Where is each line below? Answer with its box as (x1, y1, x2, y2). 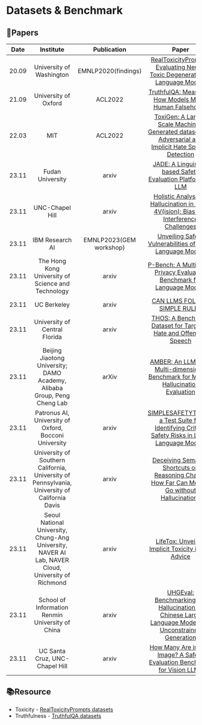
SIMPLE (159, 304, 182, 313)
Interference (163, 215, 198, 223)
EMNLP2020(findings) (78, 67, 142, 75)
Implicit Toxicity (149, 545, 194, 553)
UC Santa (38, 647, 66, 655)
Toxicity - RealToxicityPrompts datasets (14, 706, 114, 713)
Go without (165, 486, 197, 494)
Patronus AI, (35, 409, 70, 417)
